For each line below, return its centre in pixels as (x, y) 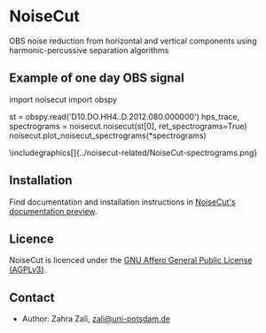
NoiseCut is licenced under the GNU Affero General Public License (131, 260)
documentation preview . (53, 211)
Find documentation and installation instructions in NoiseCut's (123, 202)
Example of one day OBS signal (97, 78)
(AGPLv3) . (28, 270)
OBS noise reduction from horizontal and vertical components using (133, 41)
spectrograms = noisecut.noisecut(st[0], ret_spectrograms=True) (128, 126)
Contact (32, 297)
